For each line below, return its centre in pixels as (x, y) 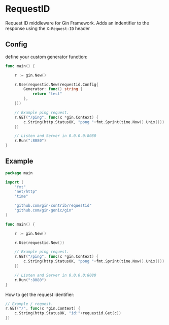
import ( (14, 182)
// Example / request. (29, 304)
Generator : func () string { (53, 89)
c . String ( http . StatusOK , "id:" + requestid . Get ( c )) (68, 313)
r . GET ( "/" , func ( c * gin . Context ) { (43, 309)
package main (19, 173)
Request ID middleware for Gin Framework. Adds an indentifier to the (77, 23)
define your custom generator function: (46, 57)
